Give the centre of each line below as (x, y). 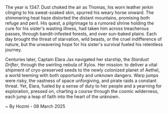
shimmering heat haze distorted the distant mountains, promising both (77, 18)
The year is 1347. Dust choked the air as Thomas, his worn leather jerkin (79, 7)
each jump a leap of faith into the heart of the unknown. (62, 96)
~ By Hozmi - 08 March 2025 (35, 106)
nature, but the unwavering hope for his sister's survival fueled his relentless (84, 44)
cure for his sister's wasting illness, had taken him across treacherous (77, 28)
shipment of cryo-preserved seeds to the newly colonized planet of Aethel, (82, 70)
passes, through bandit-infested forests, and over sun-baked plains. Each (81, 34)
